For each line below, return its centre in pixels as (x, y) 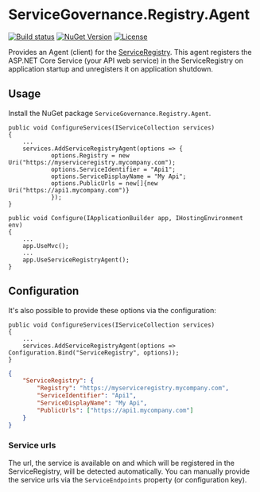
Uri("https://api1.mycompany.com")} (69, 190)
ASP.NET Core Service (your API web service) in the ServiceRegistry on (126, 60)
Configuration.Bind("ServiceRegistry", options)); (94, 353)
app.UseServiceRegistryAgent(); (76, 260)
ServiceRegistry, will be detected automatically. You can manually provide (129, 471)
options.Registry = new (90, 155)
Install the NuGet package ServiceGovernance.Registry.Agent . (110, 113)
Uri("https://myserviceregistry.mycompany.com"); (92, 162)
